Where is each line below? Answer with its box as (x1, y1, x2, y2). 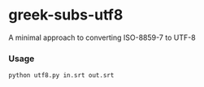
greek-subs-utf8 (8, 6, 124, 24)
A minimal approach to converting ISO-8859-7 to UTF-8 (8, 33, 197, 42)
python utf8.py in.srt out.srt (8, 72, 115, 80)
